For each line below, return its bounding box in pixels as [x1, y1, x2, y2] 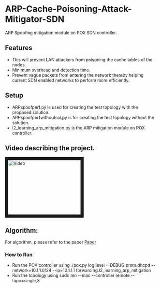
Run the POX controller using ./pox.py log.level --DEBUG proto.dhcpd [12, 262, 151, 268]
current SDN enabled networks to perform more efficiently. [12, 77, 130, 83]
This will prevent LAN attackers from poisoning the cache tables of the [12, 57, 153, 63]
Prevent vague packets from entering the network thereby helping [12, 72, 144, 78]
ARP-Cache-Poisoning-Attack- [5, 3, 132, 15]
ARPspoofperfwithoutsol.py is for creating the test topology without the [12, 114, 155, 120]
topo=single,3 [12, 278, 40, 284]
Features [5, 44, 32, 52]
